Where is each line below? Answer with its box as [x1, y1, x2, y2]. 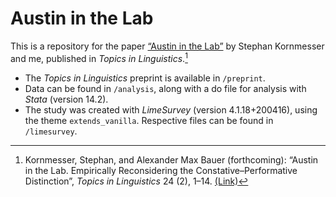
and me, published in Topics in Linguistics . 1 [10, 50, 188, 64]
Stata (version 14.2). [24, 93, 109, 105]
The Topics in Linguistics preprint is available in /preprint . [24, 72, 266, 84]
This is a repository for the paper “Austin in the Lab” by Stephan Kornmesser [10, 40, 325, 52]
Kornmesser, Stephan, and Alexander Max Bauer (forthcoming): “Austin [24, 153, 319, 166]
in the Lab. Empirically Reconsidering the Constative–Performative [24, 164, 298, 176]
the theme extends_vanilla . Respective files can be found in [24, 114, 274, 126]
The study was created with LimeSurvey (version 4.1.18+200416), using [24, 103, 318, 116]
